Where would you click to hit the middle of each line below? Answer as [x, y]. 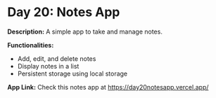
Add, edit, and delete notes [57, 58]
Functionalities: [31, 45]
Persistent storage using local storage [72, 73]
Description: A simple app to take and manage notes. [85, 31]
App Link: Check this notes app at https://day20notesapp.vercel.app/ [108, 87]
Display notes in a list [48, 66]
